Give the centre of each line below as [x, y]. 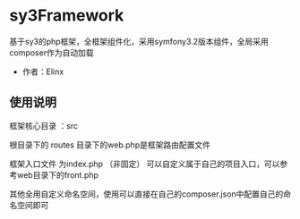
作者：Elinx [43, 72]
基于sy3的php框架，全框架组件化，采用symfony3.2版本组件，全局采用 [139, 41]
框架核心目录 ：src [44, 125]
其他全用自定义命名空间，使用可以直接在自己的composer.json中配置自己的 [146, 194]
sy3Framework [67, 16]
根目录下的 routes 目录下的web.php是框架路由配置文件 [110, 145]
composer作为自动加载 [51, 52]
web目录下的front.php [57, 174]
